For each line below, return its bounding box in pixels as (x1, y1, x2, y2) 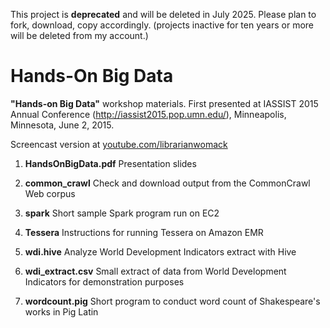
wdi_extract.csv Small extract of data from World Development (24, 265, 287, 277)
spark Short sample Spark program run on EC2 (24, 207, 220, 219)
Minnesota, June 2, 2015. (10, 119, 115, 131)
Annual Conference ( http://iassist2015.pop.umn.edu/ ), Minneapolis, (10, 108, 287, 120)
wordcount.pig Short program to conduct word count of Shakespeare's (24, 295, 321, 307)
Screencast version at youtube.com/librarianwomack (10, 138, 228, 150)
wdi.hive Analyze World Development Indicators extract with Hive (24, 245, 297, 258)
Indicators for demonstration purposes (24, 275, 185, 288)
